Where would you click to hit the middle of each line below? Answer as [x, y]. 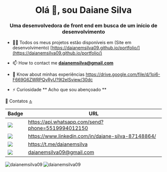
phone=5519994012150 [58, 128]
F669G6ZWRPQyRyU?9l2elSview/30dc [52, 80]
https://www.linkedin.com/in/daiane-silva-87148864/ [92, 136]
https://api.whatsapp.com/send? [66, 122]
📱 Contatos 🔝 [19, 101]
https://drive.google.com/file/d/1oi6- [123, 74]
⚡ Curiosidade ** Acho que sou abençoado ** [59, 90]
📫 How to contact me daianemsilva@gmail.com [63, 63]
